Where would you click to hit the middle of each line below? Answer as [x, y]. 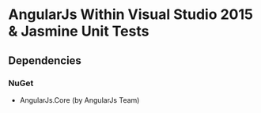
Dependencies [45, 60]
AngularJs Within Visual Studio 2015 [130, 15]
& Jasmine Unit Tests [79, 31]
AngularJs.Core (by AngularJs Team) [79, 100]
